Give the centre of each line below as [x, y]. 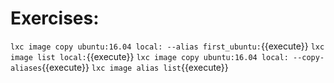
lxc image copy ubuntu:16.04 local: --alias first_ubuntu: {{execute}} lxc [167, 46]
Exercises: [55, 18]
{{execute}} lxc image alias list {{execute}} [135, 67]
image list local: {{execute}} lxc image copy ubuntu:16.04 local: [149, 56]
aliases [26, 68]
